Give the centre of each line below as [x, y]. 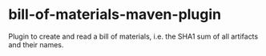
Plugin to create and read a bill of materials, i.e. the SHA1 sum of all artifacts [133, 36]
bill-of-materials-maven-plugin [115, 15]
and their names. [36, 44]
